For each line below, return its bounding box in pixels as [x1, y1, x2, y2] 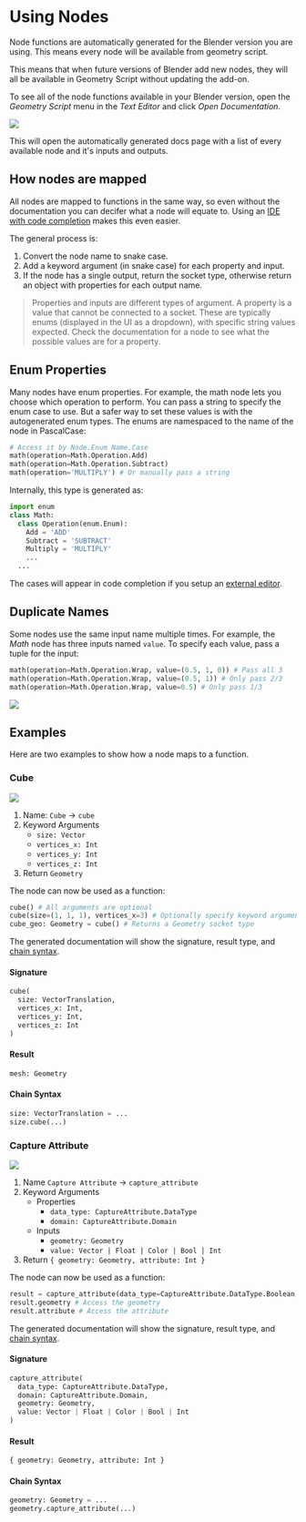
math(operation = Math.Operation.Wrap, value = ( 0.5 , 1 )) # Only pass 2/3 [9, 674, 283, 683]
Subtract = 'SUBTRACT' [25, 536, 112, 546]
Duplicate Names [9, 604, 109, 620]
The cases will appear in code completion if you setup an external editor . [9, 578, 282, 589]
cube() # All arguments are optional [9, 903, 153, 912]
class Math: [9, 510, 55, 520]
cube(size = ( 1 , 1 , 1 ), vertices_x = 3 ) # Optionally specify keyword [9, 911, 267, 921]
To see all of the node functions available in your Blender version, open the [9, 91, 291, 102]
